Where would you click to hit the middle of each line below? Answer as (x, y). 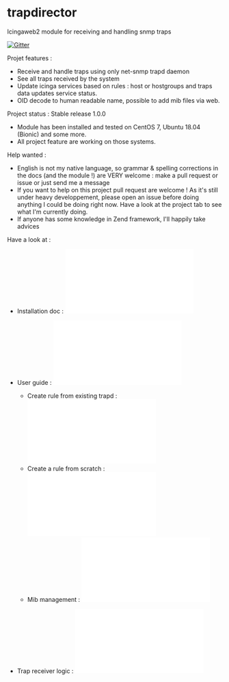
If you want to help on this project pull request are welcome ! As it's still (118, 190)
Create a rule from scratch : (66, 468)
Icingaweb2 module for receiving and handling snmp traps (89, 31)
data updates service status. (57, 93)
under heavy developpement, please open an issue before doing (108, 197)
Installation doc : (40, 311)
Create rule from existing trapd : (72, 396)
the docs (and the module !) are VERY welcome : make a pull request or (118, 175)
